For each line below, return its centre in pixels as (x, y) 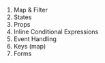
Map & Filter (30, 10)
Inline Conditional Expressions (56, 32)
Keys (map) (30, 46)
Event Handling (35, 39)
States (22, 17)
